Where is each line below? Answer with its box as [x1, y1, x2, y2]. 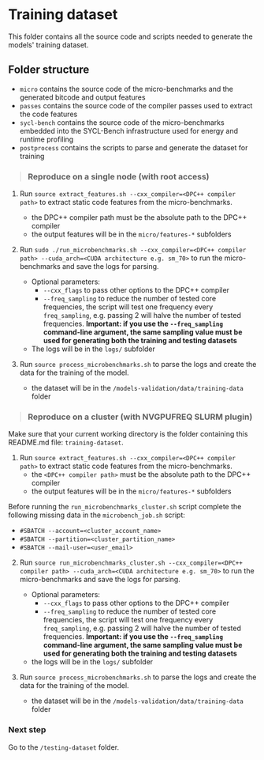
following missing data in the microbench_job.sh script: [8, 510, 185, 520]
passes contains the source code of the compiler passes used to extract [19, 100, 253, 110]
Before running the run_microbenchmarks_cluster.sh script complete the [8, 502, 242, 512]
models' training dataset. [8, 40, 89, 49]
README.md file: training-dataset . [8, 437, 124, 448]
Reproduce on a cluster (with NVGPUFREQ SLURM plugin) [27, 411, 253, 422]
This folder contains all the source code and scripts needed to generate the [8, 32, 254, 41]
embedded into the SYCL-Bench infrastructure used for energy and [19, 126, 239, 135]
